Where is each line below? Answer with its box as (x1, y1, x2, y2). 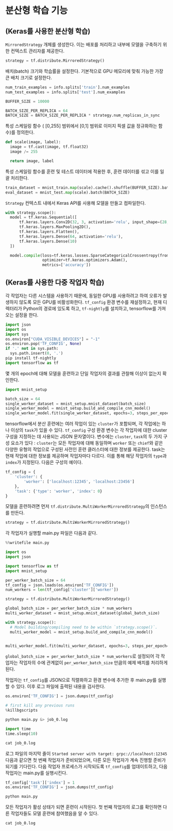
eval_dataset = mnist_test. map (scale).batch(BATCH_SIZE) (5, 190, 130, 195)
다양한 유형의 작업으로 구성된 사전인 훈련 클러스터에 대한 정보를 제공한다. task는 (5, 446, 166, 453)
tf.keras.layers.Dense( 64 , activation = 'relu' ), (19, 234, 124, 239)
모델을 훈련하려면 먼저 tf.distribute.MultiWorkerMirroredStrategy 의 (5, 503, 150, 509)
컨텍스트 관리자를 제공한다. (10, 48, 65, 54)
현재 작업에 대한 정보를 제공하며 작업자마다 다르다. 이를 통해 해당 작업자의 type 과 (5, 453, 167, 459)
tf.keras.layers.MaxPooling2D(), (19, 224, 91, 229)
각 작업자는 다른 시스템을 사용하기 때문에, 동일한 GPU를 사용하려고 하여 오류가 (5, 292, 162, 298)
